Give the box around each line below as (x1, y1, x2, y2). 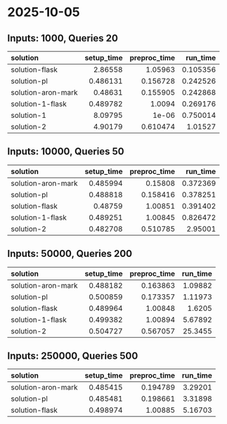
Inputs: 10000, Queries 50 (7, 145, 124, 158)
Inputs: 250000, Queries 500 (7, 350, 138, 362)
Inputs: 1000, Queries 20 (7, 32, 118, 44)
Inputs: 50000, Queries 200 (7, 248, 133, 260)
